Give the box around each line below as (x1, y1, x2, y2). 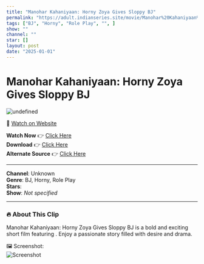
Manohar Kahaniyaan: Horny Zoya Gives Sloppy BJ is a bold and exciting (6, 223, 188, 231)
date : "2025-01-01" (6, 49, 56, 55)
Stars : (6, 182, 22, 190)
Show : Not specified (6, 189, 58, 196)
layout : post (6, 43, 39, 49)
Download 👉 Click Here (6, 141, 68, 148)
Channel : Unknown (6, 170, 55, 177)
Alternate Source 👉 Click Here (6, 150, 86, 157)
